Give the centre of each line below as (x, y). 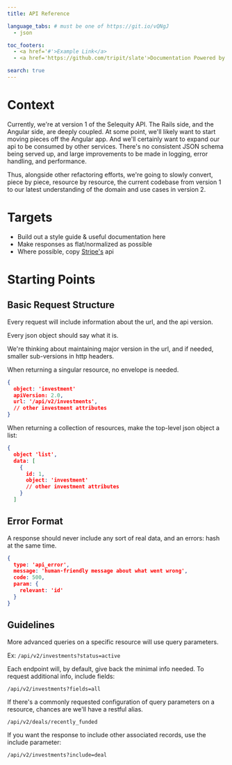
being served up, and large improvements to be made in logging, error (108, 154)
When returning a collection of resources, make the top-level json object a (114, 428)
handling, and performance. (47, 161)
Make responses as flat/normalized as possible (85, 244)
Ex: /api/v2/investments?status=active (64, 655)
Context (31, 105)
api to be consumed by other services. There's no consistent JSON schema (115, 146)
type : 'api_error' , (42, 565)
